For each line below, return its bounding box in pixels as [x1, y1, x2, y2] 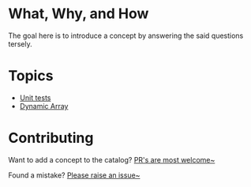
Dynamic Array [19, 101, 69, 110]
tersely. [8, 39, 33, 48]
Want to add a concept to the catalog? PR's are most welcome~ [8, 155, 215, 164]
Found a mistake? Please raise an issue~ [8, 170, 140, 180]
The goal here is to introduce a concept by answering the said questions [8, 31, 244, 40]
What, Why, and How [8, 5, 149, 23]
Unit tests [19, 92, 51, 103]
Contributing [8, 129, 94, 147]
